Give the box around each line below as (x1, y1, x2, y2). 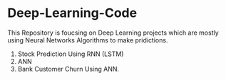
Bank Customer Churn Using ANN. (17, 64, 120, 73)
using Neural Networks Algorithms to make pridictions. (7, 35, 168, 44)
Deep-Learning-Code (7, 5, 138, 21)
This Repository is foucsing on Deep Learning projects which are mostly (7, 28, 219, 37)
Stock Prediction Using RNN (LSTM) (17, 50, 124, 58)
